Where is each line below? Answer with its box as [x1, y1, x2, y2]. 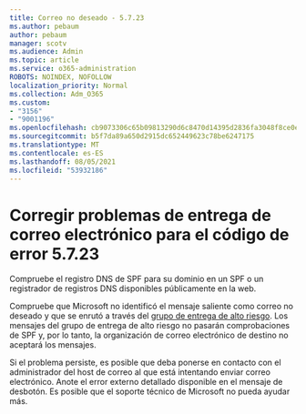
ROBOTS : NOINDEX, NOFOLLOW [9, 73, 112, 82]
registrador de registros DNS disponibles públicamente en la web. [9, 283, 257, 294]
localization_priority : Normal [9, 81, 128, 90]
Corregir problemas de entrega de [9, 205, 271, 226]
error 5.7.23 [9, 243, 100, 264]
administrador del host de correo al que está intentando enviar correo [9, 367, 271, 378]
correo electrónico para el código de [9, 224, 290, 245]
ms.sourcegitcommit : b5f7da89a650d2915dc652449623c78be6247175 [9, 132, 255, 141]
